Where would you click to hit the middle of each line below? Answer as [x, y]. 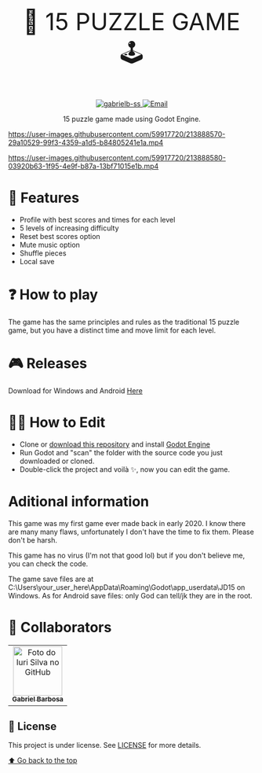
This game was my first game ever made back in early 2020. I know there [127, 523]
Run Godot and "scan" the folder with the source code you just [121, 452]
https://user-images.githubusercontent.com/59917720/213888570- [117, 134]
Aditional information [79, 501]
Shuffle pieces [43, 253]
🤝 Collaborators [60, 627]
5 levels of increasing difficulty [69, 228]
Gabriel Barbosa [38, 699]
